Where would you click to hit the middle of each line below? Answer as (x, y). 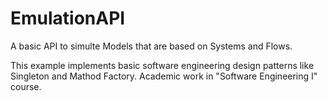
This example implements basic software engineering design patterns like (162, 65)
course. (26, 86)
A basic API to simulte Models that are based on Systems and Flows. (151, 46)
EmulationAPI (68, 18)
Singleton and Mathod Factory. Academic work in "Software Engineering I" (164, 76)
